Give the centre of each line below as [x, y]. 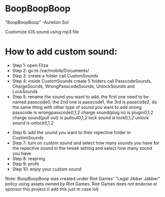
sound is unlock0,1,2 [33, 123]
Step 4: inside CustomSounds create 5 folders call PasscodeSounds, [82, 81]
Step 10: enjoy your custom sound [47, 169]
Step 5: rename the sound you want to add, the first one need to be [80, 97]
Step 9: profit [26, 164]
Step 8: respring [29, 159]
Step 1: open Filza [30, 65]
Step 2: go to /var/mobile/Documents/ [51, 70]
